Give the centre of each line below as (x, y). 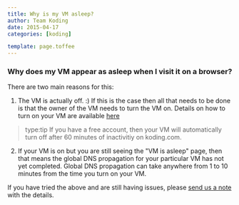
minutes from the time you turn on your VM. (82, 174)
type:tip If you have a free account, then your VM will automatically (123, 130)
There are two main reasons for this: (61, 87)
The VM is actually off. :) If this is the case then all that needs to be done (124, 101)
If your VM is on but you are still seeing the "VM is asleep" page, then (120, 151)
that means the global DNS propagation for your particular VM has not (121, 159)
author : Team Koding (38, 21)
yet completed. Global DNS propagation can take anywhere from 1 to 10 (123, 166)
